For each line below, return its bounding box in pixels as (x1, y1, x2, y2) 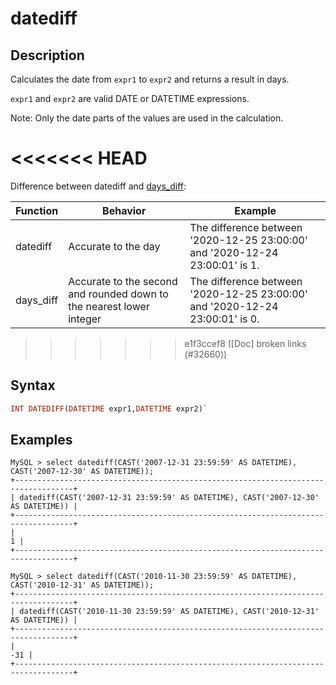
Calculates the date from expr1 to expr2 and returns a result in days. (10, 73, 290, 85)
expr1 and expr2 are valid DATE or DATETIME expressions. (10, 93, 250, 104)
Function (15, 203, 59, 217)
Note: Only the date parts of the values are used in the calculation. (10, 112, 284, 124)
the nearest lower (68, 299, 150, 313)
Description (10, 47, 85, 64)
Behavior (102, 203, 147, 217)
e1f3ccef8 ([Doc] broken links (184, 337, 307, 349)
